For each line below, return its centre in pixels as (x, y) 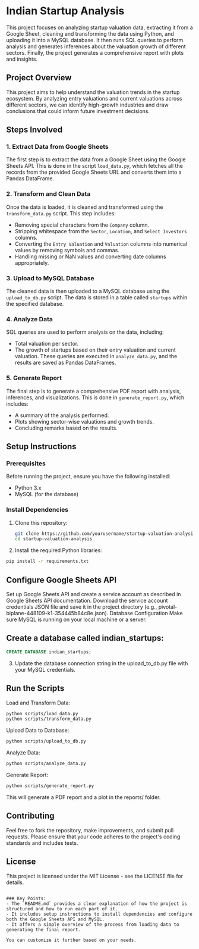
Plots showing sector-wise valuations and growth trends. (84, 421)
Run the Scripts (35, 688)
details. (15, 882)
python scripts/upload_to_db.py (46, 741)
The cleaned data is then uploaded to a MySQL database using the (88, 291)
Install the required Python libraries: (58, 550)
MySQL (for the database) (47, 494)
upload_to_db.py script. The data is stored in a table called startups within (97, 297)
